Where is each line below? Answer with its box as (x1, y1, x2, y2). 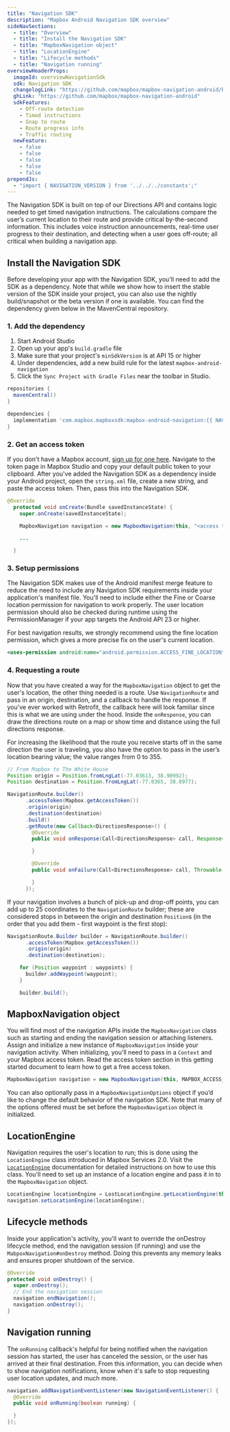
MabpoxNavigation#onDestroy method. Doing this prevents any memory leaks (7, 1248, 222, 1257)
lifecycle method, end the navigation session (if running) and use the (7, 1242, 201, 1250)
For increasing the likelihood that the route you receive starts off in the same (7, 738, 222, 746)
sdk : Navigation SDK (13, 80, 72, 87)
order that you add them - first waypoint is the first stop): (7, 919, 168, 928)
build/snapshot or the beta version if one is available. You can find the (7, 297, 204, 306)
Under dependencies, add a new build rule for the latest (16, 359, 175, 367)
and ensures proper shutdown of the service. (7, 1256, 135, 1264)
